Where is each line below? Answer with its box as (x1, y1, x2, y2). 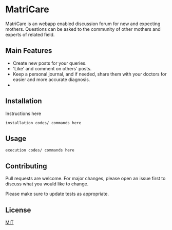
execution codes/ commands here (5, 148, 74, 153)
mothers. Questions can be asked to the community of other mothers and (5, 26, 161, 32)
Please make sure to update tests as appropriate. (5, 191, 109, 197)
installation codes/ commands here (5, 120, 82, 125)
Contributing (5, 162, 47, 170)
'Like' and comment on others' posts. (12, 65, 92, 71)
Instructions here (5, 110, 42, 117)
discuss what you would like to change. (5, 181, 89, 187)
